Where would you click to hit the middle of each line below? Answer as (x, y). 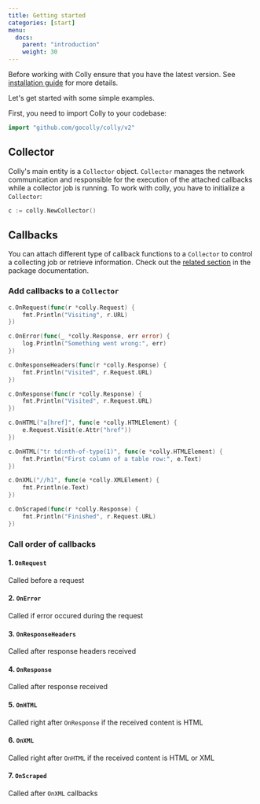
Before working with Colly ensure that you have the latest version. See (122, 74)
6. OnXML (21, 740)
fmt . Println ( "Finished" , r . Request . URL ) (89, 516)
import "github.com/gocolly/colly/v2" (71, 127)
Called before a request (46, 580)
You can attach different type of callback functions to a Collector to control (130, 254)
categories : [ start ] (42, 23)
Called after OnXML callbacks (53, 793)
